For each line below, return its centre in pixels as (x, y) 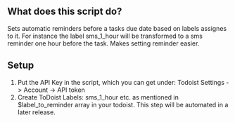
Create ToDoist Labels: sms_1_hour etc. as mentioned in (98, 97)
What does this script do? (65, 12)
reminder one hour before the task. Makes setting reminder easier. (103, 43)
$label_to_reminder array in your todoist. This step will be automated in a (123, 104)
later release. (37, 112)
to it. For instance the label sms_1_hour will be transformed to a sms (105, 36)
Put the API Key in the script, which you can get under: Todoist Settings (121, 82)
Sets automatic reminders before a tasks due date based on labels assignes (117, 28)
